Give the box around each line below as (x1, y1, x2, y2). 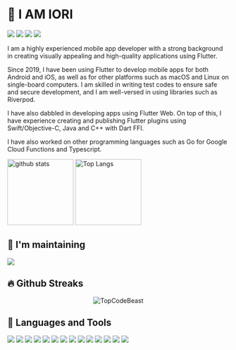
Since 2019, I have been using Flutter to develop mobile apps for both (7, 65, 209, 73)
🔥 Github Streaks (7, 277, 84, 289)
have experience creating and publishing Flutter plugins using (7, 116, 187, 125)
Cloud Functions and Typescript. (7, 144, 102, 154)
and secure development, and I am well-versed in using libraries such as (7, 87, 218, 96)
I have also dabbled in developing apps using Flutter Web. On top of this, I (7, 108, 222, 117)
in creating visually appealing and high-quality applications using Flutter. (7, 51, 218, 60)
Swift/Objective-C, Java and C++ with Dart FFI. (7, 123, 144, 132)
